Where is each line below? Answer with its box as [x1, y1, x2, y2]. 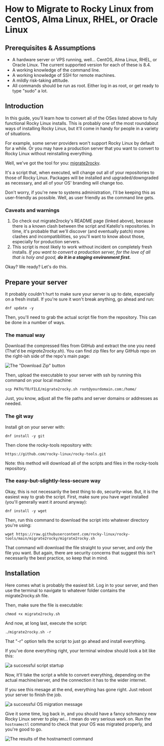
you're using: [5, 522, 32, 528]
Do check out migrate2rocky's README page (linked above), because [12, 218, 153, 224]
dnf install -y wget [5, 508, 47, 513]
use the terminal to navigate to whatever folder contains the [5, 587, 126, 593]
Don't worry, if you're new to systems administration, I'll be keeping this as [5, 189, 156, 195]
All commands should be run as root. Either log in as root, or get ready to [12, 83, 159, 89]
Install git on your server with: [5, 424, 65, 430]
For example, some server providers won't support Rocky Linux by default [5, 140, 155, 146]
